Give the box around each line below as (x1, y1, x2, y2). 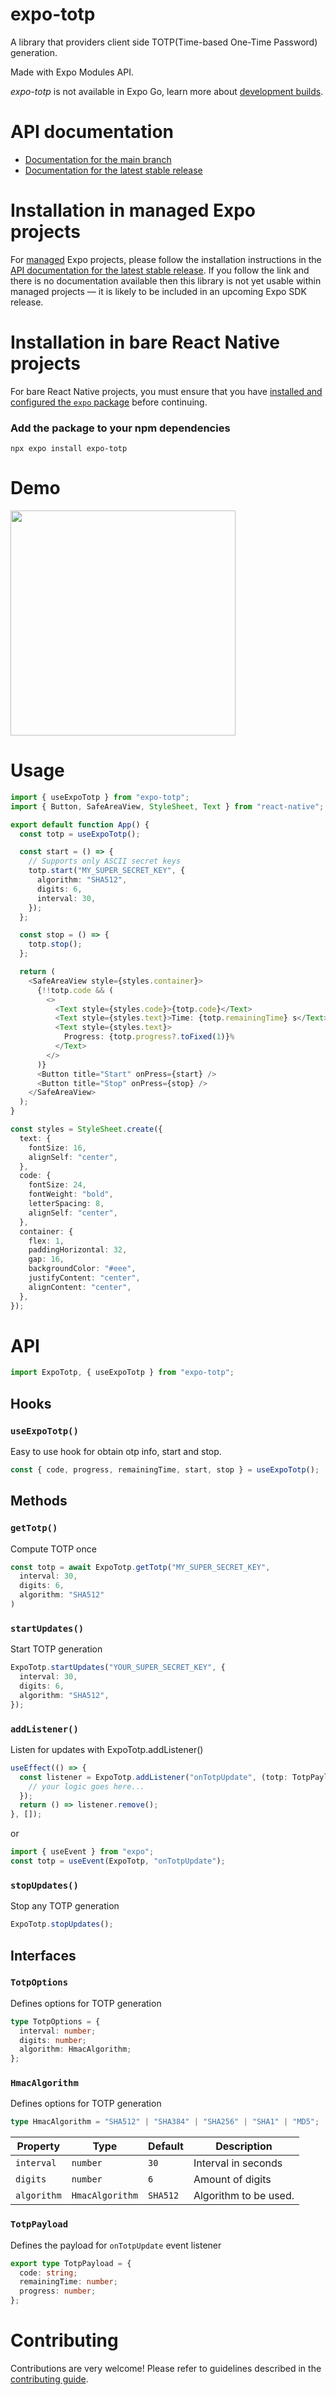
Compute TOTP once (10, 1543, 97, 1555)
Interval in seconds (193, 2156, 283, 2170)
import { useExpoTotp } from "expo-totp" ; (10, 792, 190, 802)
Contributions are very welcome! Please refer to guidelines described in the (10, 2362, 322, 2374)
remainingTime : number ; (19, 2277, 118, 2287)
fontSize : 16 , (28, 1143, 87, 1153)
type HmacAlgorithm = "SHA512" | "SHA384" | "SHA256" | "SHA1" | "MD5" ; (10, 2117, 320, 2127)
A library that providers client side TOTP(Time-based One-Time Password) (10, 36, 318, 48)
